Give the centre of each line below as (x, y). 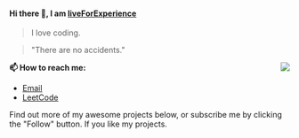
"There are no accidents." (78, 50)
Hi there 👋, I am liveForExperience (73, 13)
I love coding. (56, 33)
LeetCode (40, 97)
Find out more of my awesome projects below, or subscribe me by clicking (146, 115)
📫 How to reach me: (48, 68)
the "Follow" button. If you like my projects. (88, 124)
